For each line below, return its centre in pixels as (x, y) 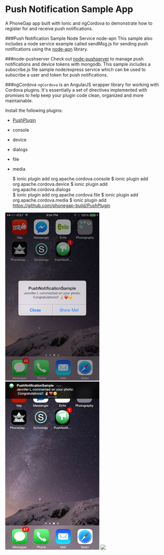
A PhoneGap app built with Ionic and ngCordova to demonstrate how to (79, 23)
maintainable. (19, 100)
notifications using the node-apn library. (47, 49)
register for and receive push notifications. (49, 28)
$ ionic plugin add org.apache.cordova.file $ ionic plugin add (75, 194)
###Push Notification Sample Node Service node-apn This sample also (79, 38)
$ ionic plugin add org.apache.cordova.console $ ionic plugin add (80, 179)
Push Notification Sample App (69, 9)
